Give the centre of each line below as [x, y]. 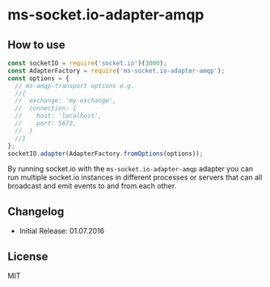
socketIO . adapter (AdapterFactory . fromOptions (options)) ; [105, 154]
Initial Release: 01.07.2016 [62, 231]
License [28, 256]
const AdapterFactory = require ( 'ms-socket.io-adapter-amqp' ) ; [116, 70]
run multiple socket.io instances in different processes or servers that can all [135, 177]
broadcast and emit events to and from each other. [92, 186]
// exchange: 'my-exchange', [65, 101]
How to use [36, 45]
